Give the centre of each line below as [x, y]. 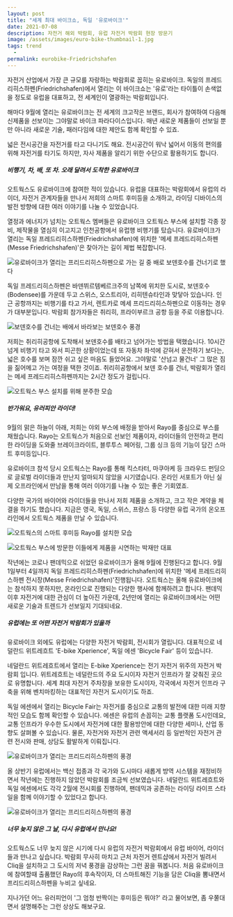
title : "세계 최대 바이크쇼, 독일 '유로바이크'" [68, 20]
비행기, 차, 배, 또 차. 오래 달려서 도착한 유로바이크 [73, 170]
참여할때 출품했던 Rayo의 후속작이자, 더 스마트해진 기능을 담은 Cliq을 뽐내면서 [120, 874]
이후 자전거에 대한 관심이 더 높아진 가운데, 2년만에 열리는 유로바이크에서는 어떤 [114, 597]
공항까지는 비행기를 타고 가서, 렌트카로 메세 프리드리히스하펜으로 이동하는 [114, 303]
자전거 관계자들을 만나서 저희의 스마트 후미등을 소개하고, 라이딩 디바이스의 [122, 198]
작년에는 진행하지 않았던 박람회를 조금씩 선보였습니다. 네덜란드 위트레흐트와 [122, 779]
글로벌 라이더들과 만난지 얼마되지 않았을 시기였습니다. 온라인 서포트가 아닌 [115, 477]
